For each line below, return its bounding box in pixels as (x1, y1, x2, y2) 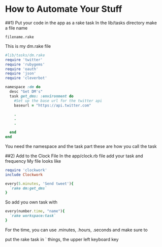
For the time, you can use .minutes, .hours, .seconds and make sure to (5, 227, 148, 233)
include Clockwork (5, 172, 43, 177)
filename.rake (5, 35, 34, 39)
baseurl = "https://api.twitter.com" (14, 103, 92, 108)
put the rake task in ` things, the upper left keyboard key (5, 236, 119, 242)
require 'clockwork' (5, 168, 48, 173)
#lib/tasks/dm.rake (5, 53, 45, 58)
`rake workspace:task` (9, 213, 56, 218)
